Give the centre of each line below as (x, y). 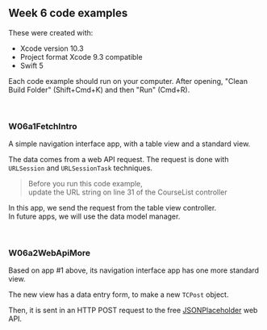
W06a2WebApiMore (50, 253)
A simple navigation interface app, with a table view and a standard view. (129, 144)
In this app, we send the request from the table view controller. (113, 208)
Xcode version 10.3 (52, 48)
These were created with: (51, 32)
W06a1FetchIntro (43, 126)
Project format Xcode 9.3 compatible (81, 56)
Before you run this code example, (85, 184)
